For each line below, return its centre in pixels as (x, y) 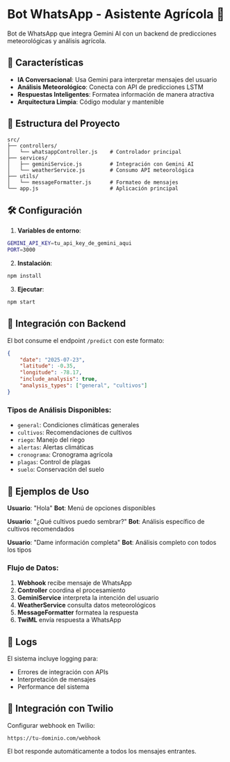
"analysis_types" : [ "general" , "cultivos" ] (84, 386)
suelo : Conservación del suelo (60, 470)
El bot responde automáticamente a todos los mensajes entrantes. (102, 751)
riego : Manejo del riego (51, 440)
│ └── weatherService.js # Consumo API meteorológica (101, 170)
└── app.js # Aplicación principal (93, 188)
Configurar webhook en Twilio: (51, 725)
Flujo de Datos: (33, 568)
